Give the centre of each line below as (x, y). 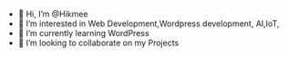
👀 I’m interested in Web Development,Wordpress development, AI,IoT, (149, 24)
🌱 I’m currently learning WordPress (83, 33)
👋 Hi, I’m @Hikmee (53, 14)
